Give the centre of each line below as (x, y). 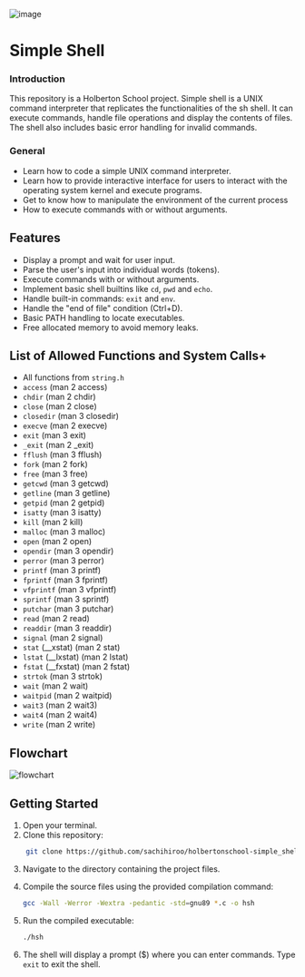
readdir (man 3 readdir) (67, 628)
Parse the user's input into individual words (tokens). (121, 269)
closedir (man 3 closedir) (71, 416)
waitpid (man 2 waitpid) (67, 696)
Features (35, 238)
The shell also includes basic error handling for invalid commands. (133, 128)
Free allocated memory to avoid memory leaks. (110, 327)
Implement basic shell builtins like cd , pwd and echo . (118, 288)
